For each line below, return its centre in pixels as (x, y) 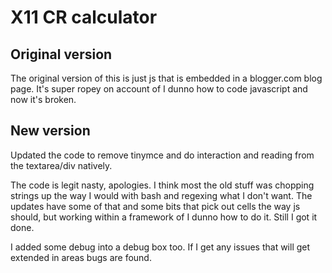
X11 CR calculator (84, 17)
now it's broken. (43, 99)
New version (50, 131)
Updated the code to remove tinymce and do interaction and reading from (162, 155)
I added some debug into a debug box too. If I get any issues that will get (160, 247)
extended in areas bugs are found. (81, 257)
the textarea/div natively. (61, 165)
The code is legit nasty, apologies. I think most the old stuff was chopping (162, 185)
